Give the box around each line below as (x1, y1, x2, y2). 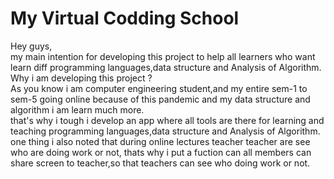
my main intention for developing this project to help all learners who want (10, 50, 316, 62)
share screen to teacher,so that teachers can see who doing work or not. (10, 157, 311, 169)
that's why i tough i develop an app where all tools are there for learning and (10, 114, 325, 126)
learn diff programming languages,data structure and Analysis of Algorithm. (10, 61, 322, 73)
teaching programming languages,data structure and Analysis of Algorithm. (10, 125, 321, 137)
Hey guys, (10, 40, 53, 52)
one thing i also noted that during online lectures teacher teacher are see (10, 135, 311, 147)
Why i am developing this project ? (10, 72, 153, 84)
